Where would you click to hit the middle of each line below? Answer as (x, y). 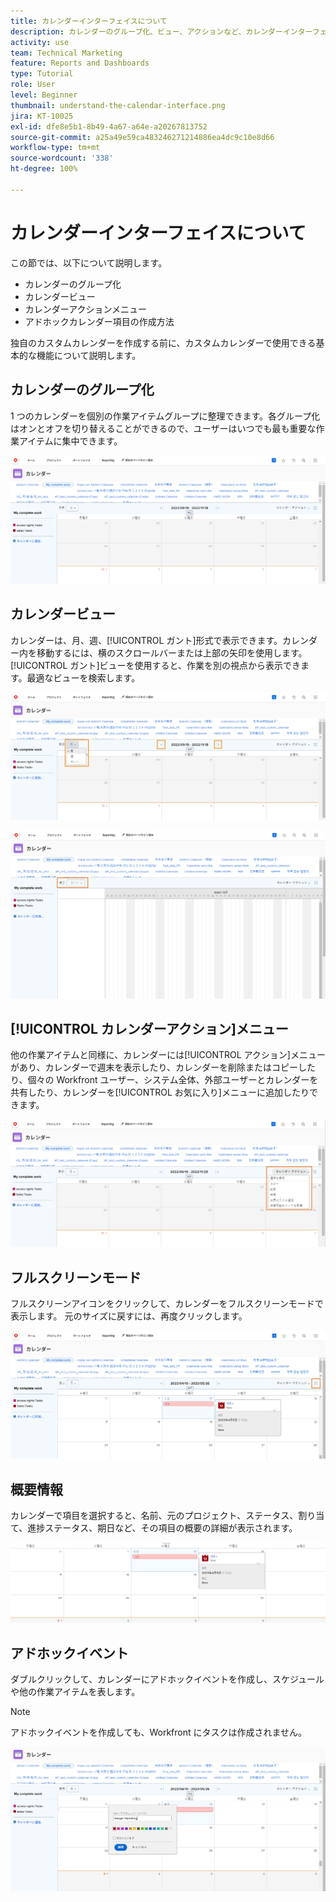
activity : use (40, 42)
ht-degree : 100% (44, 169)
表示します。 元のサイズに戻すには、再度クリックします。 (129, 1316)
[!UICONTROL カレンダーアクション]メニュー (149, 1028)
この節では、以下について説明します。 (89, 262)
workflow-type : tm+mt (55, 148)
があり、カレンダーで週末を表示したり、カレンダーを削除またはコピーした (163, 1067)
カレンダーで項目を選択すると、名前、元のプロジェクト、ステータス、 (154, 1515)
